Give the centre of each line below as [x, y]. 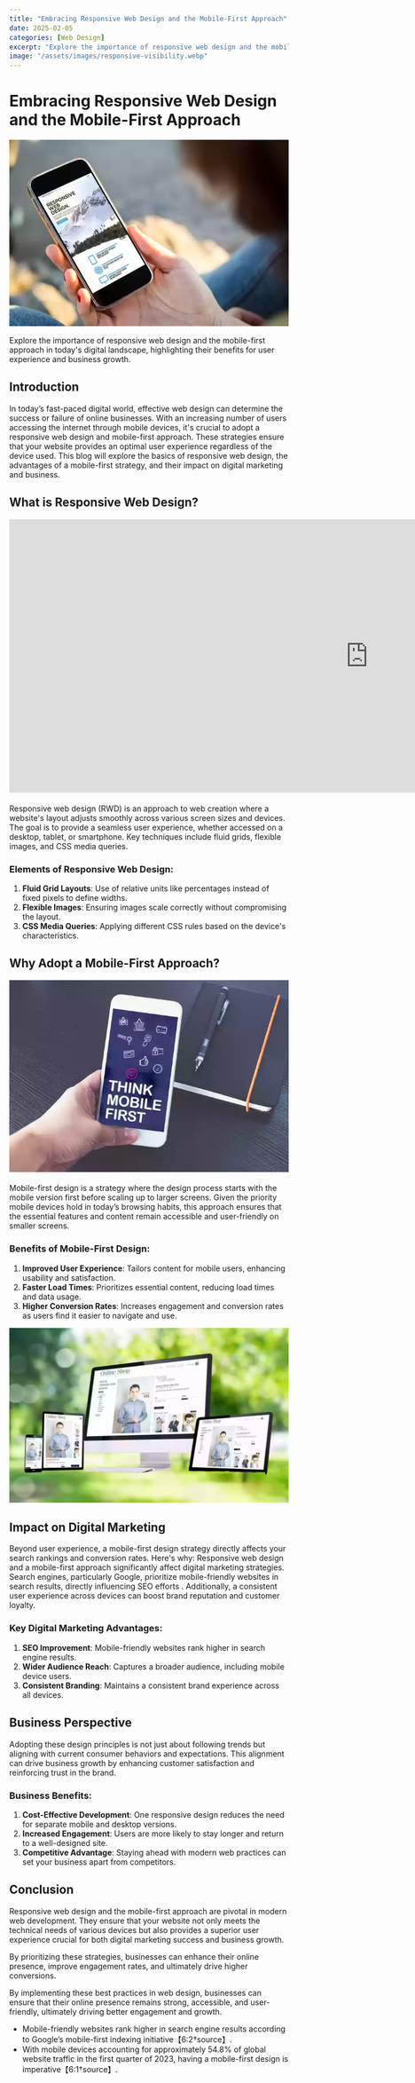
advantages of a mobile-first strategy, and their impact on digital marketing [146, 465]
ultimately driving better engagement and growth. [132, 2011]
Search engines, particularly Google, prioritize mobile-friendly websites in [144, 1577]
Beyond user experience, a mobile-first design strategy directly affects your [148, 1549]
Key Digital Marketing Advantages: [86, 1629]
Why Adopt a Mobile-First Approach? [114, 963]
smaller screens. [39, 1226]
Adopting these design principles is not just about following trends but [137, 1744]
